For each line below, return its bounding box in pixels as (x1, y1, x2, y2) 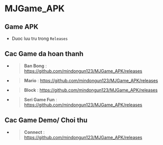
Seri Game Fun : (24, 96, 58, 102)
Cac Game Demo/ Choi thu (4, 116, 88, 124)
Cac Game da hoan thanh (4, 50, 84, 58)
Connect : (24, 129, 45, 135)
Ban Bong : (24, 62, 47, 69)
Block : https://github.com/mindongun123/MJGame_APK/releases (24, 87, 158, 93)
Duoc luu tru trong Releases (11, 35, 68, 41)
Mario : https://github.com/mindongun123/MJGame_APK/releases (24, 77, 158, 84)
